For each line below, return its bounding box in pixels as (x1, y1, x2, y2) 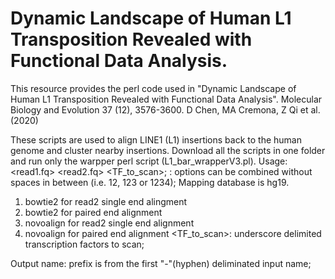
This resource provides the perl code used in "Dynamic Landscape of (10, 82, 297, 94)
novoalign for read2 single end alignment (24, 217, 195, 229)
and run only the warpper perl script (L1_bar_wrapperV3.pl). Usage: (10, 155, 288, 167)
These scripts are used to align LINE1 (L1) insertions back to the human (10, 133, 302, 146)
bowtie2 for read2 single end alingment (24, 195, 188, 207)
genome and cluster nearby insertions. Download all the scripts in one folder (10, 144, 326, 156)
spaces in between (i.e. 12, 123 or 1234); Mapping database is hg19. (10, 176, 290, 188)
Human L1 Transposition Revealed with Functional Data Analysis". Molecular (10, 93, 323, 105)
